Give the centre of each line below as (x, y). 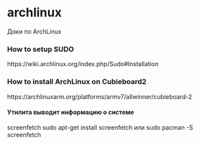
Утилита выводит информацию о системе (71, 112)
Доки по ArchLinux (34, 31)
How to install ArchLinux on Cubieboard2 (77, 82)
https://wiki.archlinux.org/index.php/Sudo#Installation (83, 64)
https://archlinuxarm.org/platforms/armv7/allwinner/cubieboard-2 (100, 96)
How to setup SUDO (40, 49)
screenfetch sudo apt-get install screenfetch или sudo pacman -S (100, 127)
